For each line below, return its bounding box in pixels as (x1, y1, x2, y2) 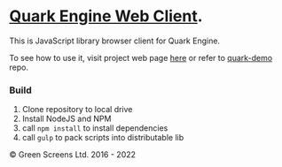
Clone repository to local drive (21, 104, 133, 115)
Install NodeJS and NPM (21, 113, 112, 125)
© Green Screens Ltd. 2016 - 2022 (9, 149, 136, 160)
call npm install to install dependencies (21, 123, 168, 133)
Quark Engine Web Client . (9, 6, 203, 27)
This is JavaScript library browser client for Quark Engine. (9, 35, 220, 46)
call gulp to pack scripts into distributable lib (21, 133, 184, 143)
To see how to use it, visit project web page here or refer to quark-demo (9, 52, 273, 63)
